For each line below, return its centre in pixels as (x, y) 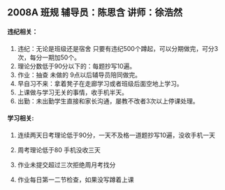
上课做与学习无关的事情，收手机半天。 (72, 92)
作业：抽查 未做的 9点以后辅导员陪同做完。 (79, 75)
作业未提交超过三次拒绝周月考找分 (66, 165)
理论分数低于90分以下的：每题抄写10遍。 (77, 66)
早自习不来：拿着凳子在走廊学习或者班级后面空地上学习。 (100, 83)
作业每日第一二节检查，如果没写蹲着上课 (75, 180)
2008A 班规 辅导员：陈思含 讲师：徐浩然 (95, 13)
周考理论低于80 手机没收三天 (59, 149)
